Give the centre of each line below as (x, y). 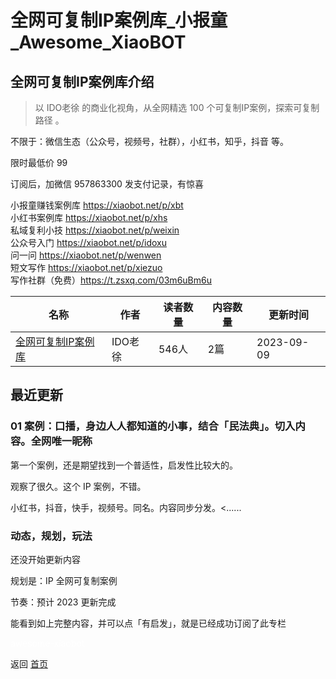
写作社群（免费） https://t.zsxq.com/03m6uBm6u (111, 280)
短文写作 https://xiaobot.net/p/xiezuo (86, 267)
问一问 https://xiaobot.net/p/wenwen (86, 255)
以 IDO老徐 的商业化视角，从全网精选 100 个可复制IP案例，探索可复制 (177, 107)
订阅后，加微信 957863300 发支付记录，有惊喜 (107, 184)
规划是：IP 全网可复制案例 (64, 580)
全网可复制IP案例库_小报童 (119, 20)
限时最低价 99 (39, 162)
